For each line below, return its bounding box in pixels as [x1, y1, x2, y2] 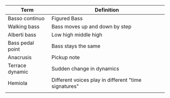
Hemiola [8, 80, 28, 86]
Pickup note [51, 54, 80, 61]
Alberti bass [8, 31, 36, 38]
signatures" [51, 83, 79, 89]
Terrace [8, 62, 27, 69]
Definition [95, 7, 119, 13]
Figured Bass [51, 15, 83, 22]
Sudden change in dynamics [51, 65, 119, 72]
